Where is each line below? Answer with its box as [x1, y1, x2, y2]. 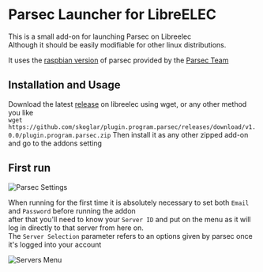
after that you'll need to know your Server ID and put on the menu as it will [8, 214, 251, 224]
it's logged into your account [8, 240, 102, 249]
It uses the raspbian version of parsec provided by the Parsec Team [8, 55, 229, 65]
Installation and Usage [8, 78, 121, 92]
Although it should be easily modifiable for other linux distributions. [8, 40, 227, 49]
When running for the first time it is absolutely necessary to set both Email [8, 198, 250, 207]
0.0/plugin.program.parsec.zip [8, 131, 111, 139]
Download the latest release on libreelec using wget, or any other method [8, 99, 247, 108]
